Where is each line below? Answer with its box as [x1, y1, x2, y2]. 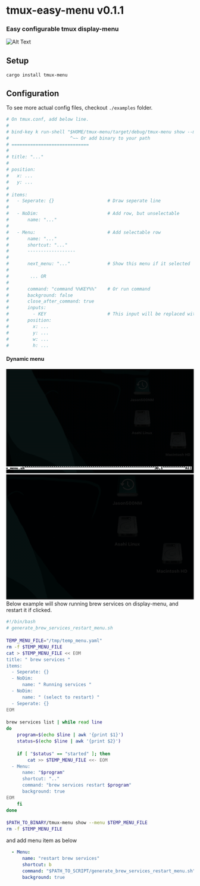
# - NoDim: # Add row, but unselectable [6, 211, 180, 217]
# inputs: [6, 305, 46, 311]
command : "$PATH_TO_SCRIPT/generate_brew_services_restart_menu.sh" [21, 868, 196, 874]
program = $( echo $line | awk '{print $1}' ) [17, 732, 124, 738]
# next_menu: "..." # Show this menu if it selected [6, 261, 190, 267]
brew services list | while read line [6, 719, 102, 725]
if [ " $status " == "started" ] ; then [17, 751, 111, 757]
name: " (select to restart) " [21, 694, 100, 700]
